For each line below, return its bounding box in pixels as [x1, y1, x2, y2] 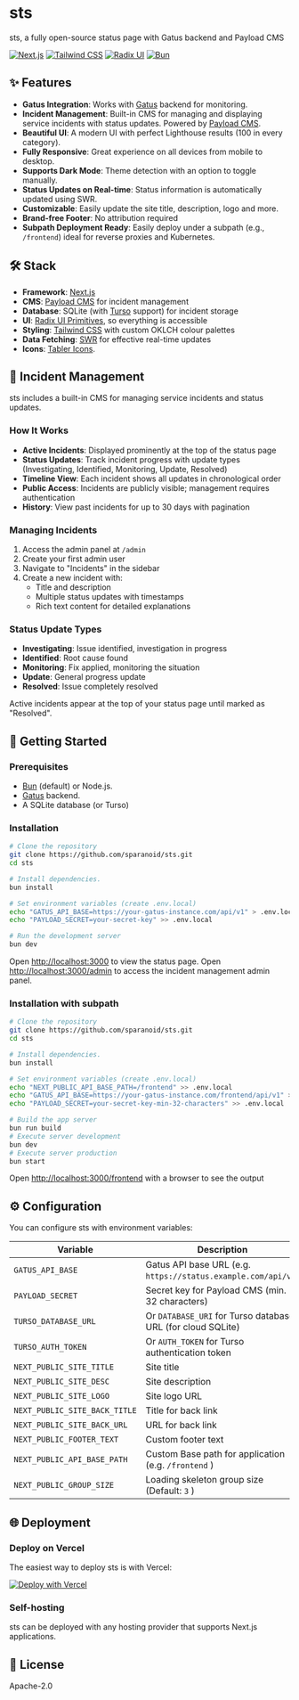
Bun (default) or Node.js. [21, 781, 113, 791]
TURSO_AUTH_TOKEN [13, 1342, 87, 1353]
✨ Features [9, 75, 72, 91]
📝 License [9, 1656, 65, 1672]
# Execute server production [9, 1148, 117, 1157]
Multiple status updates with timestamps [35, 591, 184, 601]
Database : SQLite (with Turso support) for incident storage [21, 306, 238, 316]
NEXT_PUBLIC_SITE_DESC [13, 1377, 109, 1387]
